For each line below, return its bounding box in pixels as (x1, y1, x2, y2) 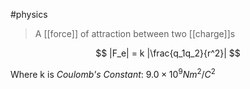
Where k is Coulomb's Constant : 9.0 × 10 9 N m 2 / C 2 (10, 67, 216, 80)
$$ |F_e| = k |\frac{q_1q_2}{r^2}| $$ (95, 47, 241, 59)
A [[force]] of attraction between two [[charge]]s (34, 28, 236, 39)
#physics (10, 9, 48, 20)
